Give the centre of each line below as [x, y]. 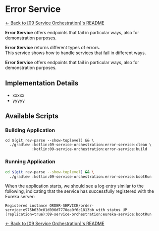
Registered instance [26, 206]
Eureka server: [20, 197]
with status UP [111, 210]
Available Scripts [32, 116]
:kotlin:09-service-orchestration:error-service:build [89, 149]
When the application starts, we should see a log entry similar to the [75, 186]
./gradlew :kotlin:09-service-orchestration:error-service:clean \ [81, 145]
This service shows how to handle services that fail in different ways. [76, 53]
